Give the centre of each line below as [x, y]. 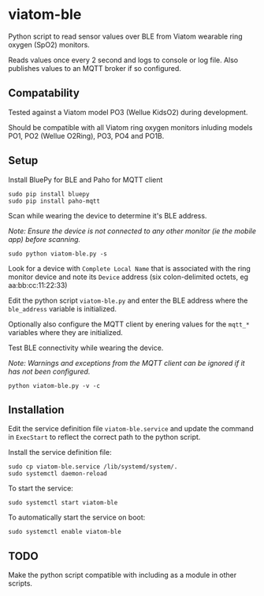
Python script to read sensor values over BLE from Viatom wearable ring [125, 36]
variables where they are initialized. [66, 332]
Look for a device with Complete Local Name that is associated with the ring [129, 268]
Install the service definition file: [60, 453]
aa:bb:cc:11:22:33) [38, 285]
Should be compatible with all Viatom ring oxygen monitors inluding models [130, 127]
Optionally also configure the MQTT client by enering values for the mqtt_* [129, 324]
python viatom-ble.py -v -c [54, 386]
